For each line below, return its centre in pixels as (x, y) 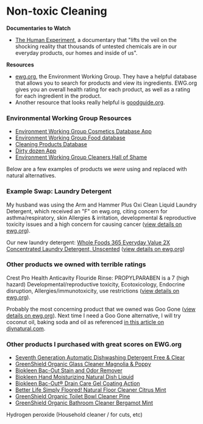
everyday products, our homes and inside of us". (76, 52)
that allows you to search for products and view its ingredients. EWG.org (106, 83)
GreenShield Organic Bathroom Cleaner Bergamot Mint (84, 403)
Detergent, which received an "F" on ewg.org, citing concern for (87, 211)
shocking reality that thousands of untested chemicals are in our (96, 46)
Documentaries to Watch (39, 28)
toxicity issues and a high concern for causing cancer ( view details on (94, 224)
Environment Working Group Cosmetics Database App (84, 132)
